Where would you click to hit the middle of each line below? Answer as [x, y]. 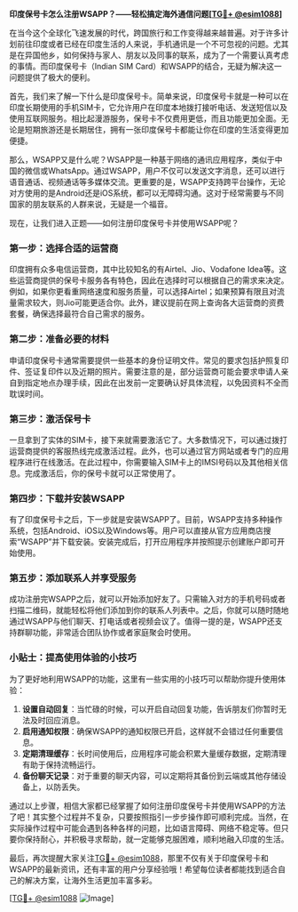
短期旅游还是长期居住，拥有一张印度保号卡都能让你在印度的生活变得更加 [157, 129]
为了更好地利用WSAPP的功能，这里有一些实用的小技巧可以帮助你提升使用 [144, 679]
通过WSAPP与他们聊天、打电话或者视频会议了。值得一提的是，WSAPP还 [142, 621]
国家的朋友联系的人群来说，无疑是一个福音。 [91, 204]
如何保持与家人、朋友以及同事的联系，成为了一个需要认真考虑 [176, 55]
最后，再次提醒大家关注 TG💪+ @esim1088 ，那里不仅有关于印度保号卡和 [139, 858]
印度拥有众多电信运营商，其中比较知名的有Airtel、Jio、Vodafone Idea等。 [144, 270]
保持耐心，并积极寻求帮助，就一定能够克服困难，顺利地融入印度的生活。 [157, 839]
